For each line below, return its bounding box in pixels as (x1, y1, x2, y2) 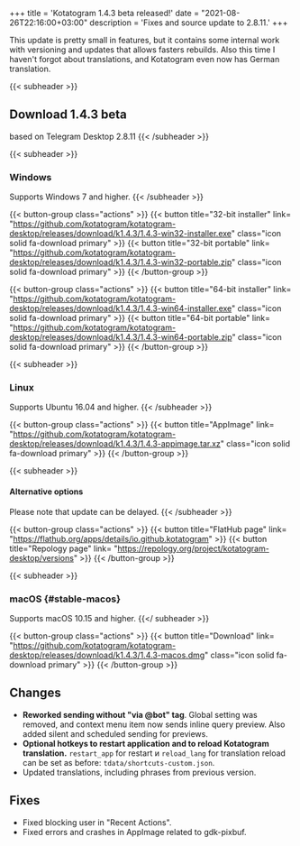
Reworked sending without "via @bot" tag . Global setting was (22, 709, 259, 720)
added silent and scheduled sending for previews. (22, 728, 209, 739)
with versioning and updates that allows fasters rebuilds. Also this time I (9, 44, 276, 55)
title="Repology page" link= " (9, 543, 119, 554)
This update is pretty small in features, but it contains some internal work (9, 35, 280, 45)
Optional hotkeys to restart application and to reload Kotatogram (22, 738, 270, 749)
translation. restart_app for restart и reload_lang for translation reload (22, 748, 286, 759)
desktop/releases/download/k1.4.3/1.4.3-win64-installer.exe (9, 303, 232, 314)
